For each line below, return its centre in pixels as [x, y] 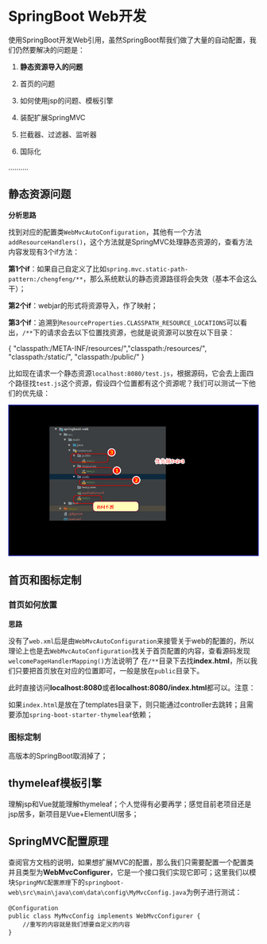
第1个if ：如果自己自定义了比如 [58, 268]
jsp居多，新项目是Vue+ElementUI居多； [74, 813]
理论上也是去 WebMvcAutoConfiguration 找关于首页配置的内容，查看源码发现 [129, 650]
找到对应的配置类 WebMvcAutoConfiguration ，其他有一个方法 [105, 232]
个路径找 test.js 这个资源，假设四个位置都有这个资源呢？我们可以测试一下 [129, 383]
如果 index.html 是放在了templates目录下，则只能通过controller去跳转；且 [128, 704]
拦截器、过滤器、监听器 [58, 134]
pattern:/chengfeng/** [46, 279]
